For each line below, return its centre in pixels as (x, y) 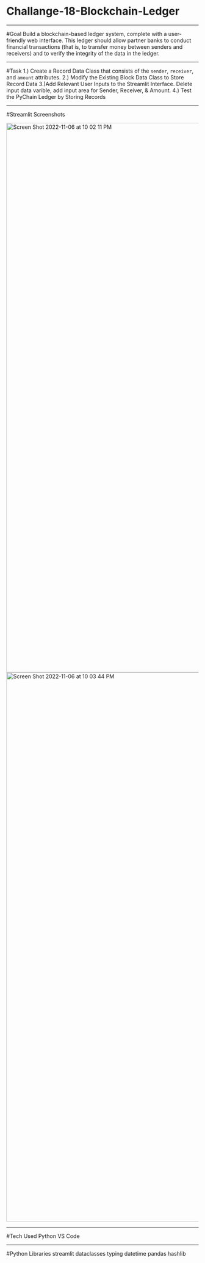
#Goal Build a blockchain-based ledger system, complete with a (87, 34)
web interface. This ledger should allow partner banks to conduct (109, 40)
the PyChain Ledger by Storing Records (56, 96)
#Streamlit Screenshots (36, 114)
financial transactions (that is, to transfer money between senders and (95, 46)
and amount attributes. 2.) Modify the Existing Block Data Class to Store (95, 77)
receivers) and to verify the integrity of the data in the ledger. (83, 53)
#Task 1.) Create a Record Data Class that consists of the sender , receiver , (100, 71)
